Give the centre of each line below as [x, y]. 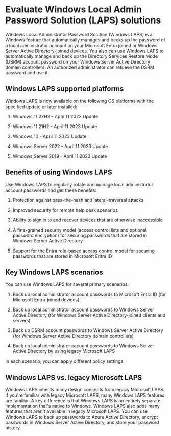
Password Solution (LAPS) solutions [83, 20]
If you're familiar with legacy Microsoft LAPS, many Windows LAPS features [85, 395]
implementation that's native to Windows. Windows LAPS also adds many [82, 406]
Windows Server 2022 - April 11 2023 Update [60, 146]
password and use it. [27, 72]
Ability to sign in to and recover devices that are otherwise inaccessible [88, 220]
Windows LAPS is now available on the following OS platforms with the [80, 101]
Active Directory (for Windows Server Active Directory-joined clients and [89, 315]
